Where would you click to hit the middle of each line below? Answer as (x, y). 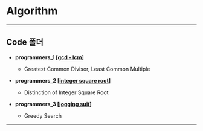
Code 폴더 (25, 43)
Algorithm (32, 11)
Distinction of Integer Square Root (66, 92)
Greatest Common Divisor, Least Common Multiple (87, 69)
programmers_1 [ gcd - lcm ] (50, 57)
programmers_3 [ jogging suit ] (53, 104)
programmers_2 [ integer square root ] (63, 80)
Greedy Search (43, 115)
